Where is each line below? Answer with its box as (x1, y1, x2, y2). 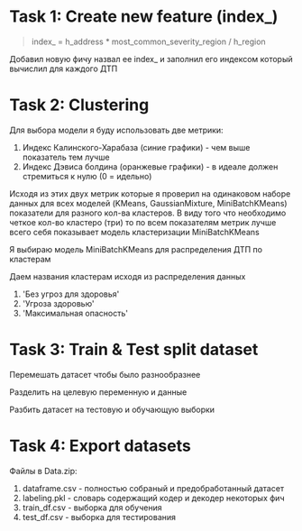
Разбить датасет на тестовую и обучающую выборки (9, 404, 215, 415)
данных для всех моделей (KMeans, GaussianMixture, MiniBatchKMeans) (9, 197, 288, 208)
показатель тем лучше (22, 151, 110, 162)
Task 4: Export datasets (9, 435, 191, 456)
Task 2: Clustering (9, 95, 150, 115)
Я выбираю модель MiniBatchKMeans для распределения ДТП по (9, 243, 263, 254)
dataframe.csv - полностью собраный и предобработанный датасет (22, 482, 285, 493)
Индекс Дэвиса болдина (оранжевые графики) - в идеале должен (22, 160, 279, 172)
